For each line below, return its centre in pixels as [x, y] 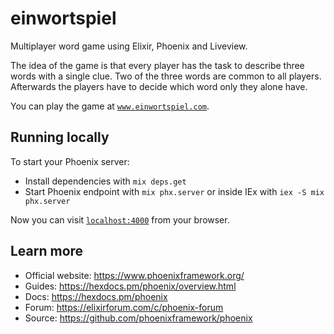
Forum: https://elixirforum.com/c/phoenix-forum [124, 307]
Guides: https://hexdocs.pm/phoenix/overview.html [130, 286]
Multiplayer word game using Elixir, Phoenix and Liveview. [129, 46]
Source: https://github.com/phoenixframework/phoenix [138, 318]
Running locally [60, 137]
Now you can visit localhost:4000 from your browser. [120, 219]
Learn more [47, 251]
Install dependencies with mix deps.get [105, 181]
